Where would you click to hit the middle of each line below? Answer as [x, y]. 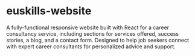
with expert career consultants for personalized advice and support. [91, 46]
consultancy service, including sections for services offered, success [93, 33]
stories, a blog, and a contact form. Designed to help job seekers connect [97, 40]
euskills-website [49, 11]
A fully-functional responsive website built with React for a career [88, 27]
